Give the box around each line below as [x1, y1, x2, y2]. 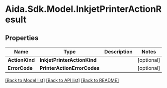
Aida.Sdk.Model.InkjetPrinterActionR [5, 3, 162, 15]
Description [104, 48, 133, 55]
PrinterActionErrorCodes [39, 65, 100, 71]
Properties [5, 34, 39, 42]
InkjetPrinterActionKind [39, 57, 97, 63]
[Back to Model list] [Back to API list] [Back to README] [5, 78, 119, 83]
